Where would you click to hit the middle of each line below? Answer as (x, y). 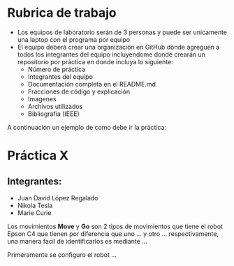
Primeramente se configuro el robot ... (62, 254)
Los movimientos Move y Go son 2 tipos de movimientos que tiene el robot (115, 226)
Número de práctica (57, 69)
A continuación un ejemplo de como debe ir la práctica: (87, 127)
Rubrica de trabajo (62, 13)
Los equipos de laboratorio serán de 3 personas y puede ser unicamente (122, 32)
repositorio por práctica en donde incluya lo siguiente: (95, 61)
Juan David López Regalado (58, 198)
